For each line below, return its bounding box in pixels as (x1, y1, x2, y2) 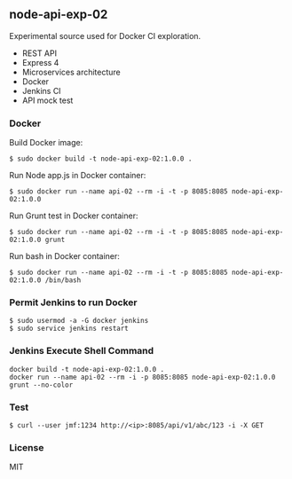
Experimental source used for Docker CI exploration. (9, 30, 201, 41)
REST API (21, 48, 58, 59)
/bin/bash (44, 276, 82, 285)
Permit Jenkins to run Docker (9, 296, 138, 309)
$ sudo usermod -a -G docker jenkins (9, 317, 149, 326)
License (9, 441, 44, 453)
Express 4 (21, 57, 59, 67)
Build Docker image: (9, 137, 83, 148)
